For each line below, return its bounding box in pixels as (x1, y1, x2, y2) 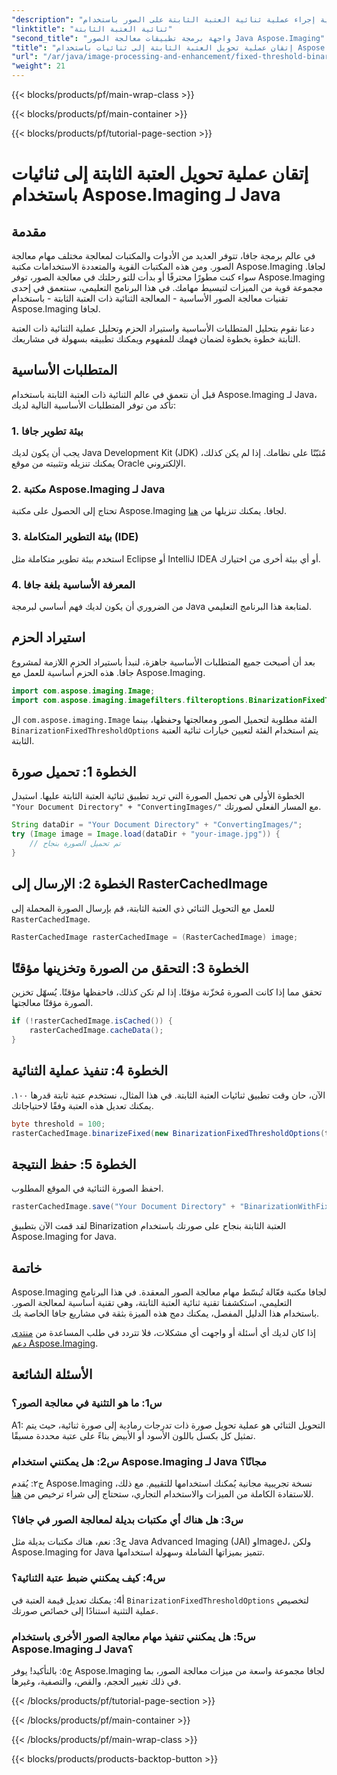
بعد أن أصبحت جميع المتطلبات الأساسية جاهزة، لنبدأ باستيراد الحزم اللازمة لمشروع (11, 656, 316, 668)
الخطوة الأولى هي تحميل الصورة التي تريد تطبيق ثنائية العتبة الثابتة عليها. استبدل (11, 790, 305, 802)
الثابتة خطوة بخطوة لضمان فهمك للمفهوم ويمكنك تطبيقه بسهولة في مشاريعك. (11, 333, 301, 345)
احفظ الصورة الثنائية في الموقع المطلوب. (11, 1182, 164, 1195)
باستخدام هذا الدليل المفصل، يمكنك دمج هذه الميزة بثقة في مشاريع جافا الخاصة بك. (11, 1307, 320, 1320)
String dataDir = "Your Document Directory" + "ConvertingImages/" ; (11, 820, 303, 830)
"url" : (11, 52, 39, 62)
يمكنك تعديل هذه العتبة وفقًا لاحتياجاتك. (11, 1099, 154, 1111)
